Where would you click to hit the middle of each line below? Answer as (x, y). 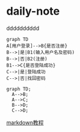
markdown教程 (25, 122)
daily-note (33, 11)
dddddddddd (23, 28)
